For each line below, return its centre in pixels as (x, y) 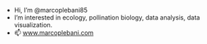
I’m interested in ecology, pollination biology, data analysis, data (107, 17)
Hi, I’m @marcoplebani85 (51, 10)
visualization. (33, 25)
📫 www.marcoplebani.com (54, 33)
